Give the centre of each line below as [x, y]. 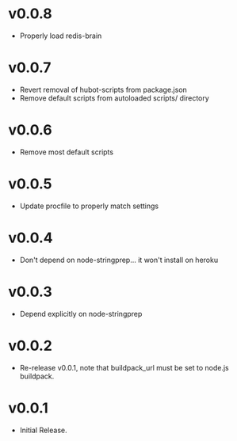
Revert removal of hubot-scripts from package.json [103, 89]
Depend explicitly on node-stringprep [81, 314]
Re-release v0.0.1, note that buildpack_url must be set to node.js [124, 367]
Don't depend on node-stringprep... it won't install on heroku [119, 260]
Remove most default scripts [66, 152]
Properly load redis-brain [61, 36]
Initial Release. [43, 430]
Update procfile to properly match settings [89, 206]
